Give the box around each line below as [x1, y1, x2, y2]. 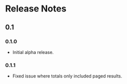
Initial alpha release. [12, 49, 54, 55]
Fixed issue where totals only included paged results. [12, 73, 122, 79]
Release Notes [5, 3, 66, 14]
